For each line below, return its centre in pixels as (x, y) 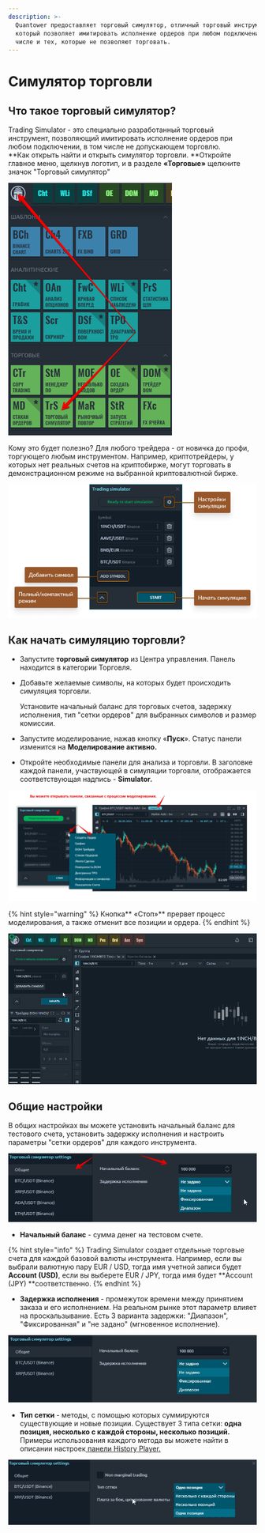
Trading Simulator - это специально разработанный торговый (111, 130)
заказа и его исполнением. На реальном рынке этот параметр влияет (138, 1308)
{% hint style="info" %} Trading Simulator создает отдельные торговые (126, 1250)
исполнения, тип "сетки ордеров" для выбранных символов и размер (138, 715)
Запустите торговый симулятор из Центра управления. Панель (127, 659)
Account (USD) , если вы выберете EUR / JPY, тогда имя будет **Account (131, 1275)
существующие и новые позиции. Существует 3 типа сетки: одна (131, 1424)
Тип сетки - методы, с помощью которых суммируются (114, 1415)
